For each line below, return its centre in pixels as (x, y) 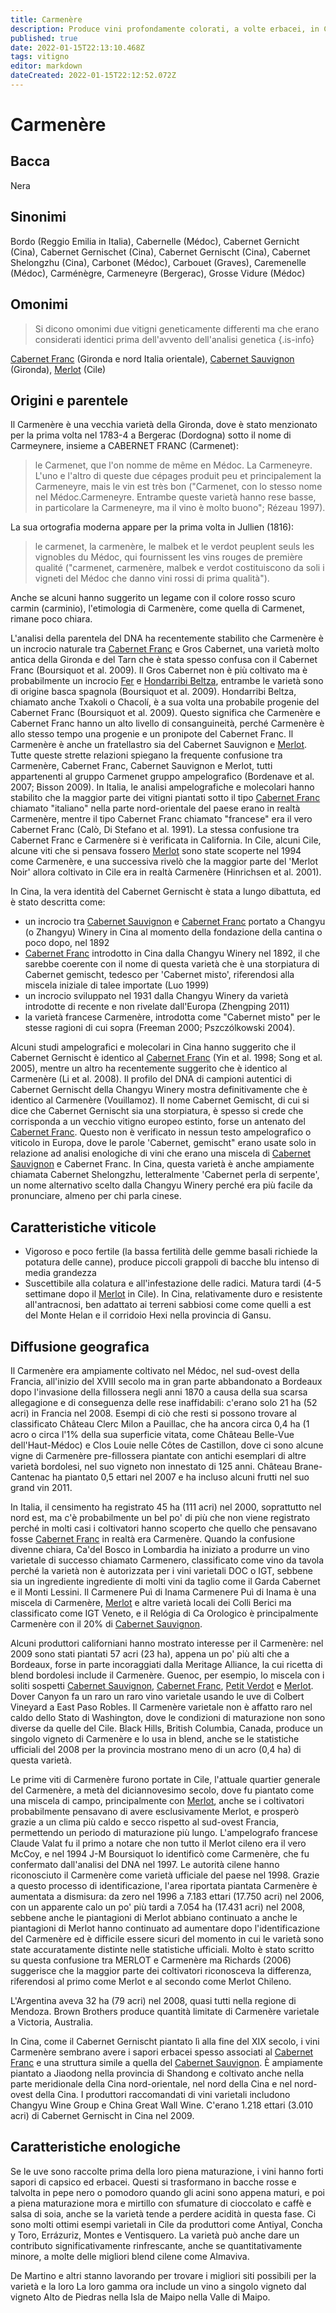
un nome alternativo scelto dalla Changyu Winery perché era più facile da (161, 1185)
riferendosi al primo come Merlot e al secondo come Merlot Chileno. (151, 1981)
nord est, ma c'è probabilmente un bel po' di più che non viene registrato (160, 1517)
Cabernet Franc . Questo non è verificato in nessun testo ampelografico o (161, 1132)
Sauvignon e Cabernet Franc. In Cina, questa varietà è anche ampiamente (162, 1164)
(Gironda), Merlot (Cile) (58, 369)
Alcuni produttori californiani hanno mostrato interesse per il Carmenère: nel (167, 1643)
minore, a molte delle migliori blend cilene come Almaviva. (130, 2256)
